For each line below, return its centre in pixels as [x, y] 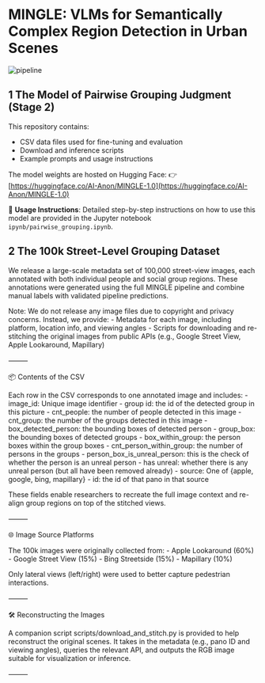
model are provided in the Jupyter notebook [80, 218]
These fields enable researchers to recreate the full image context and [123, 494]
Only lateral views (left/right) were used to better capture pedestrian [119, 574]
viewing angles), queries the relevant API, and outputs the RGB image [121, 650]
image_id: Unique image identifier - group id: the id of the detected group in [131, 403]
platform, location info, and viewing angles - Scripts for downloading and [127, 328]
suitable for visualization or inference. [70, 658]
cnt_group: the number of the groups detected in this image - [108, 420]
